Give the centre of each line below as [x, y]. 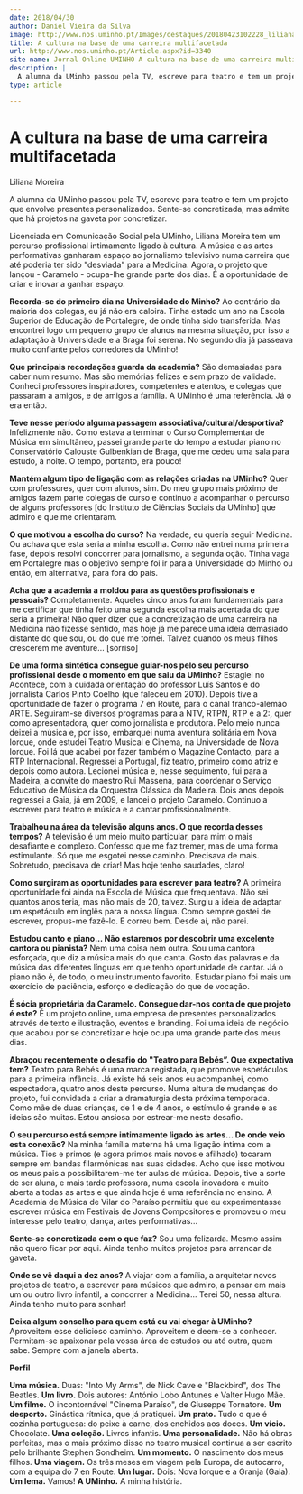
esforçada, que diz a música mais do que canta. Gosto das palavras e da [144, 957]
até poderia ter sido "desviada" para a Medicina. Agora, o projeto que [138, 264]
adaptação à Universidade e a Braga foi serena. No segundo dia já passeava [151, 339]
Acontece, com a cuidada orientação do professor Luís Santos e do [134, 684]
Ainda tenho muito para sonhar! [68, 1304]
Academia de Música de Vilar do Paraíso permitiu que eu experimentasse [146, 1202]
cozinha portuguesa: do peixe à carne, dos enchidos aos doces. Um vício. [147, 1424]
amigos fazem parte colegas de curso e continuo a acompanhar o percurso [150, 497]
